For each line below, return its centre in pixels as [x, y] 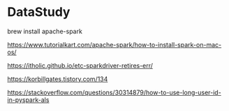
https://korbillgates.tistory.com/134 [58, 79]
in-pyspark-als [28, 100]
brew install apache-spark [45, 31]
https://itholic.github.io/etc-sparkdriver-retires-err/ [80, 65]
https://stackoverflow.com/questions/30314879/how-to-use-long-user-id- [114, 92]
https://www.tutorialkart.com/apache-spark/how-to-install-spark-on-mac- [114, 44]
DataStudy [39, 12]
